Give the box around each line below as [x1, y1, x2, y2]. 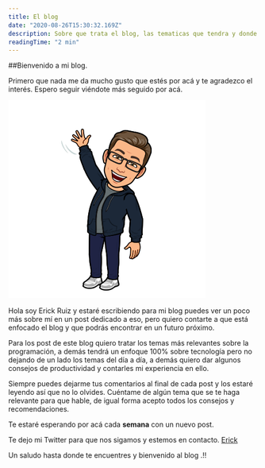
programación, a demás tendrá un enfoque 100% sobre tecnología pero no [8, 346, 252, 357]
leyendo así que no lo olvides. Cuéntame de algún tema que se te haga [8, 388, 240, 397]
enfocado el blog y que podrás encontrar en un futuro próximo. [8, 323, 215, 333]
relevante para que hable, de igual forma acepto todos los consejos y [8, 396, 235, 405]
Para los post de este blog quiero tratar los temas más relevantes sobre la [8, 338, 249, 348]
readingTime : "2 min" [8, 38, 80, 46]
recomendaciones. [8, 404, 70, 414]
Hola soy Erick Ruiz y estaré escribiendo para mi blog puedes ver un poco [8, 306, 251, 315]
